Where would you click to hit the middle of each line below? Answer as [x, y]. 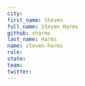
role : [15, 53]
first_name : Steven [35, 20]
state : [17, 59]
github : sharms [29, 33]
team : [15, 65]
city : [15, 14]
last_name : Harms [32, 40]
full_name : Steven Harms [43, 26]
